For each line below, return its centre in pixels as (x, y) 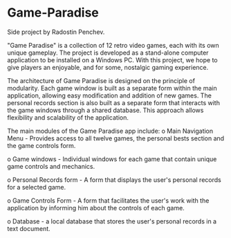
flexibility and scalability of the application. (68, 117)
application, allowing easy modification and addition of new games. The (110, 95)
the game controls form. (41, 145)
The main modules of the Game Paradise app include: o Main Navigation (110, 131)
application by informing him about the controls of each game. (96, 208)
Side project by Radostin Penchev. (56, 32)
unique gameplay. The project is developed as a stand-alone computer (108, 53)
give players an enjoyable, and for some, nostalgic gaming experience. (108, 67)
